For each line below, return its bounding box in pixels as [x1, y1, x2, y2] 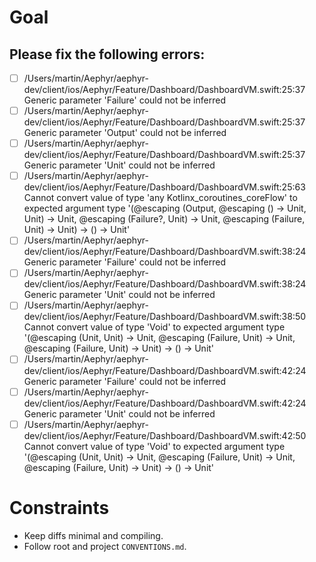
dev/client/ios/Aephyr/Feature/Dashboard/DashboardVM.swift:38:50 [23, 311, 307, 323]
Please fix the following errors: [9, 46, 206, 63]
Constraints [9, 496, 110, 519]
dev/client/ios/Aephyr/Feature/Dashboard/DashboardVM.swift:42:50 [23, 429, 307, 441]
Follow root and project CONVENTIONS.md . [23, 540, 187, 552]
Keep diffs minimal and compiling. [23, 529, 164, 541]
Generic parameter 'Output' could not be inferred [23, 127, 227, 139]
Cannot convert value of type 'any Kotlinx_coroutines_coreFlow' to [23, 192, 298, 204]
